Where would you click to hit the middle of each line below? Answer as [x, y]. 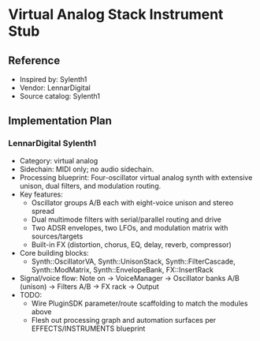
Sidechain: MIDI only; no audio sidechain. [87, 169]
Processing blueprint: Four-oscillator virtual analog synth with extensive [136, 177]
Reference [34, 60]
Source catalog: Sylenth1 [60, 96]
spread [43, 211]
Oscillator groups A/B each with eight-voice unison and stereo [132, 202]
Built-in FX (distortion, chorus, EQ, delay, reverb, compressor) [132, 244]
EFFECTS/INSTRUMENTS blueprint [88, 328]
